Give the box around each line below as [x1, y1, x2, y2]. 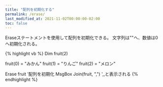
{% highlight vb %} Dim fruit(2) [5, 51, 68, 57]
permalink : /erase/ [5, 12, 45, 17]
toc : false [5, 21, 28, 26]
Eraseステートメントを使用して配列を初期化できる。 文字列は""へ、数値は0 [5, 35, 159, 41]
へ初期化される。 [5, 41, 40, 47]
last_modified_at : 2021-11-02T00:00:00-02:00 [5, 16, 100, 21]
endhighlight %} [5, 77, 38, 83]
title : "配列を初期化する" [5, 7, 55, 12]
